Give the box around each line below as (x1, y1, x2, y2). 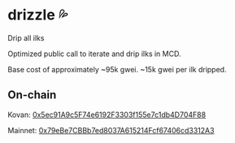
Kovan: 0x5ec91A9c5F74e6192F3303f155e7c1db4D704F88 (7, 110, 207, 119)
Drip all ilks (7, 32, 45, 42)
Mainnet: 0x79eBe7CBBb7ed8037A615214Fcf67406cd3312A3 (7, 125, 215, 135)
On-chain (7, 88, 57, 102)
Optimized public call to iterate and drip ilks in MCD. (7, 49, 181, 58)
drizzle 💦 (7, 6, 68, 24)
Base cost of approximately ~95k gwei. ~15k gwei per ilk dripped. (7, 64, 227, 74)
